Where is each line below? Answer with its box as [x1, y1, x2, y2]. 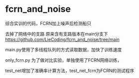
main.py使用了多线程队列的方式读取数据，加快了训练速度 [5, 46, 122, 52]
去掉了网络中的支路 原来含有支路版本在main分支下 [5, 31, 108, 37]
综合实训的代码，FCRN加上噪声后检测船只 [5, 20, 92, 26]
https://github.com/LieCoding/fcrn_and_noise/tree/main [5, 36, 120, 42]
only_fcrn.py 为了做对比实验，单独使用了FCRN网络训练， [5, 57, 122, 63]
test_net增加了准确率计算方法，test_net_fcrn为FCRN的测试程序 [5, 68, 135, 74]
